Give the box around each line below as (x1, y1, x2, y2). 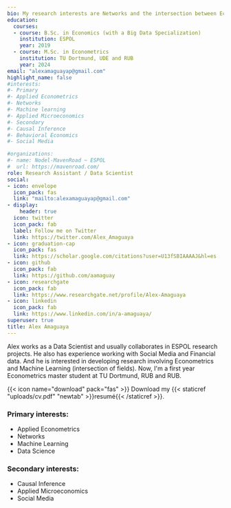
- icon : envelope (7, 182, 57, 189)
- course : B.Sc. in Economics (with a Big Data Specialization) (13, 29, 201, 36)
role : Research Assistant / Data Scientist (7, 169, 134, 176)
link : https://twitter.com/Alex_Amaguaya (13, 233, 134, 241)
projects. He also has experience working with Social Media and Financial (7, 349, 216, 358)
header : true (19, 208, 57, 215)
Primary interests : (7, 409, 69, 419)
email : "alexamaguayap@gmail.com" (7, 67, 107, 74)
